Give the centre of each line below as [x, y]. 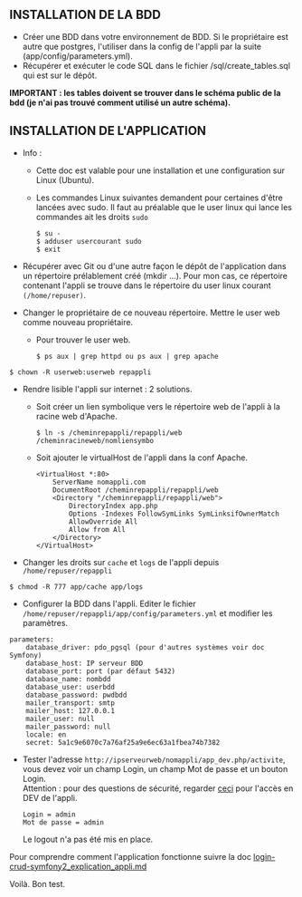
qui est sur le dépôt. [60, 75]
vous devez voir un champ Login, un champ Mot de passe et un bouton [155, 768]
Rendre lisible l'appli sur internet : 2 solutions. [107, 389]
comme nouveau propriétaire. [78, 322]
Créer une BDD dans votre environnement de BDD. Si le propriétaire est [156, 36]
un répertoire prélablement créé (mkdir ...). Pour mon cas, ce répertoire [155, 275]
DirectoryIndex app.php [113, 506]
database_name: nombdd [68, 679]
